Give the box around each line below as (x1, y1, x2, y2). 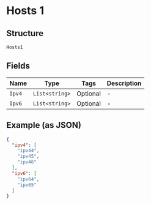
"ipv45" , (17, 154, 40, 160)
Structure (6, 28, 44, 39)
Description (106, 79, 142, 88)
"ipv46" (17, 159, 37, 165)
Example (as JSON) (6, 120, 81, 130)
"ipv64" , (17, 176, 40, 182)
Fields (6, 61, 31, 71)
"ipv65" (17, 182, 37, 188)
